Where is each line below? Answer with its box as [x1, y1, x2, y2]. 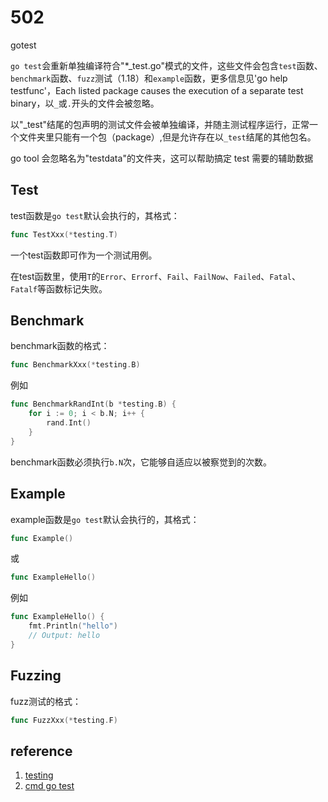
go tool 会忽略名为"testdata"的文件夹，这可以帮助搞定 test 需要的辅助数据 [10, 152, 314, 164]
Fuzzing [10, 667, 62, 685]
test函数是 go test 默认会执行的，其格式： [10, 209, 180, 221]
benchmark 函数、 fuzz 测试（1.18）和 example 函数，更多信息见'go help [10, 72, 288, 84]
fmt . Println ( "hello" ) [28, 621, 118, 631]
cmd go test [24, 780, 75, 792]
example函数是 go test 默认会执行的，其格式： [10, 513, 200, 525]
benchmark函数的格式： [10, 340, 110, 352]
